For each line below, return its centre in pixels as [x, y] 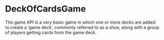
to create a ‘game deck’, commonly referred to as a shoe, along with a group [82, 27]
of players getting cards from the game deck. [51, 32]
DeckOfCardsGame [45, 9]
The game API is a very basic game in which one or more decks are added [80, 22]
